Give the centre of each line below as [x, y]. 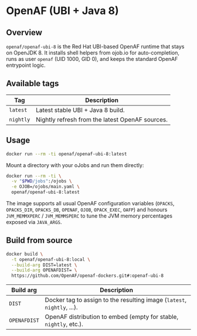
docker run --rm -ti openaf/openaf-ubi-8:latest [67, 154]
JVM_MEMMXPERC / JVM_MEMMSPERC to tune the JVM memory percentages [89, 216]
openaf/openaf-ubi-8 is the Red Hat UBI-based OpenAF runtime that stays [95, 46]
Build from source [39, 241]
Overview [24, 33]
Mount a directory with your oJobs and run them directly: [75, 165]
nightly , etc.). [64, 324]
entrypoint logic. [26, 65]
